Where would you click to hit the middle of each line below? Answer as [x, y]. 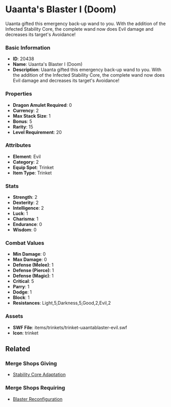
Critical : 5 [23, 281]
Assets [14, 316]
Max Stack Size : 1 [32, 116]
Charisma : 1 [25, 219]
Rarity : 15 [23, 127]
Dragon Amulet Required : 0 [42, 105]
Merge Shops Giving [31, 364]
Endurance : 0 [27, 224]
